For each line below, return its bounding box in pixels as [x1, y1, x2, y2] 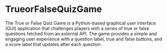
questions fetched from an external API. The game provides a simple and [5, 30, 157, 36]
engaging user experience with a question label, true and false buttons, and [5, 36, 162, 42]
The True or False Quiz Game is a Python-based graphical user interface [5, 20, 156, 26]
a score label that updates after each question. [5, 41, 102, 47]
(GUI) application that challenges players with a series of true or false [5, 25, 150, 31]
